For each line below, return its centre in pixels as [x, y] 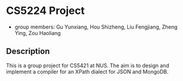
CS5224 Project [45, 11]
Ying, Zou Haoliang [38, 33]
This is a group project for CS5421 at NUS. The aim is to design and [88, 65]
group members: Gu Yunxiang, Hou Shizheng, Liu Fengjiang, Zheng [96, 27]
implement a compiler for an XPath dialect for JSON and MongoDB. [87, 72]
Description [28, 52]
